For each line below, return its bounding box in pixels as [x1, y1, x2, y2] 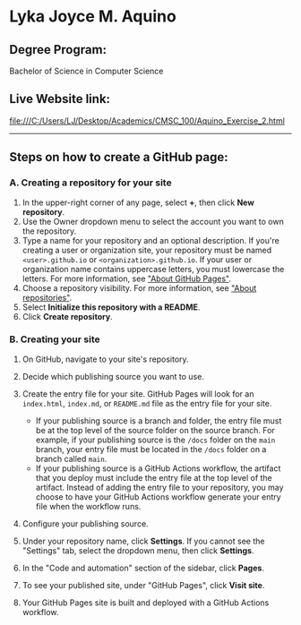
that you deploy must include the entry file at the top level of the [35, 472, 273, 483]
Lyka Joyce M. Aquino [9, 6, 176, 27]
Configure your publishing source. [21, 518, 150, 529]
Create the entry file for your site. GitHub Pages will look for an [21, 388, 254, 399]
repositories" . [21, 292, 73, 303]
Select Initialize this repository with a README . [21, 302, 201, 312]
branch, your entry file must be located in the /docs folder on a [35, 443, 267, 454]
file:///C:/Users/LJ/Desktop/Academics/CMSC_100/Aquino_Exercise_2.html [9, 115, 285, 126]
